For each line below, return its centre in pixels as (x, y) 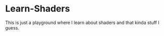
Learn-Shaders (38, 9)
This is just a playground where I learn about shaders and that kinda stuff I (83, 22)
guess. (12, 27)
